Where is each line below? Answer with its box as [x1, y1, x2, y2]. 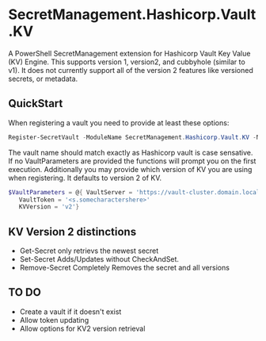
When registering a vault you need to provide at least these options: [8, 117, 230, 128]
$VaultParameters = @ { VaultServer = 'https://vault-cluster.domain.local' [8, 188, 264, 196]
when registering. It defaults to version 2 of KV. [8, 173, 162, 182]
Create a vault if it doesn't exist [19, 307, 122, 316]
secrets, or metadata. [8, 74, 78, 83]
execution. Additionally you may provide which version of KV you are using [8, 164, 253, 174]
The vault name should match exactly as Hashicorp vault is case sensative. [8, 148, 253, 157]
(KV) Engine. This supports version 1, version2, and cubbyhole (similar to [8, 57, 245, 67]
